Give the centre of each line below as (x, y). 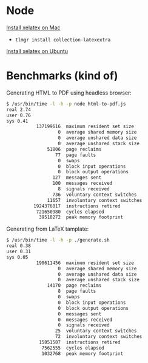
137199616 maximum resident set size (85, 127)
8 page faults (77, 291)
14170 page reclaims (74, 286)
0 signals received (84, 325)
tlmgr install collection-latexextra (63, 40)
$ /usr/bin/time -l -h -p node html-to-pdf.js (66, 104)
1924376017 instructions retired (77, 206)
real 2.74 (19, 110)
